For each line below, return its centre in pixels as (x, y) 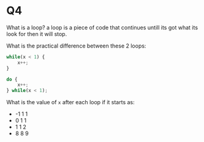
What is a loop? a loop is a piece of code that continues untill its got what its (102, 27)
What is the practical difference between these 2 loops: (76, 46)
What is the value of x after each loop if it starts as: (70, 102)
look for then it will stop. (37, 34)
